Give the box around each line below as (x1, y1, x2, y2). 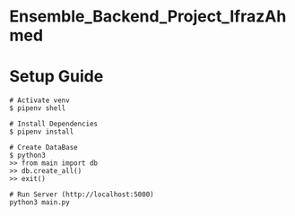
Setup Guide (9, 66, 104, 87)
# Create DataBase (9, 143, 78, 152)
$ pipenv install (9, 127, 74, 136)
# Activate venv (9, 96, 70, 105)
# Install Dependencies (9, 119, 99, 129)
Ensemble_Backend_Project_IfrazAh (9, 6, 287, 27)
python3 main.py (9, 198, 70, 207)
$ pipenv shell (9, 104, 66, 113)
